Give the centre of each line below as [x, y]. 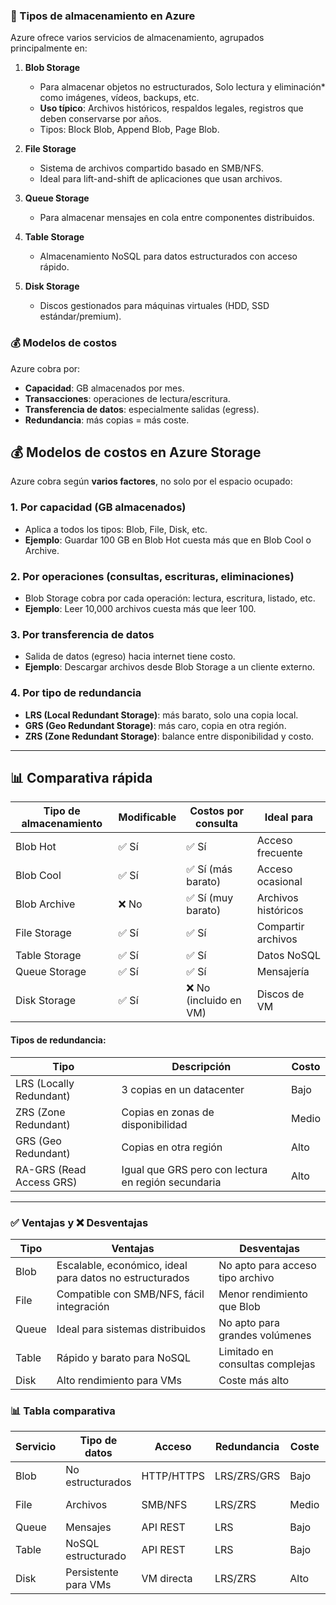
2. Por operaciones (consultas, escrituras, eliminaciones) [152, 576]
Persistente [92, 1572]
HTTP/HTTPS [173, 1476]
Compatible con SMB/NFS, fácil [130, 1294]
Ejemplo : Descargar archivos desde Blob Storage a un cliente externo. [170, 667]
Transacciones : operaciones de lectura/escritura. [127, 398]
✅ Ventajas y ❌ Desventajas [79, 1222]
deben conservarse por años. [100, 119]
